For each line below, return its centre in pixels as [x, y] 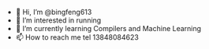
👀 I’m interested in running [58, 20]
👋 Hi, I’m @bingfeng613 [54, 12]
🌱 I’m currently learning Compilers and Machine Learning [108, 28]
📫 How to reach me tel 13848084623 [77, 37]
